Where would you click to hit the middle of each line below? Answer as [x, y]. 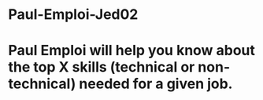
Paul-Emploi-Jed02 [73, 15]
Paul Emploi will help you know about [132, 51]
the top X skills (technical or [102, 67]
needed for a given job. [156, 84]
